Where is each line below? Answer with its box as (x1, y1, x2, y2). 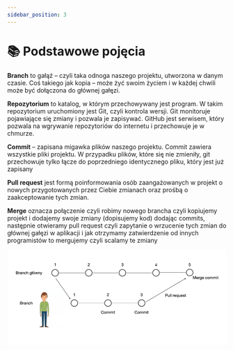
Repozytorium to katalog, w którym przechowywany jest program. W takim (7, 100, 223, 108)
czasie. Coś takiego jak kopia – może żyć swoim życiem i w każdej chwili (7, 79, 216, 87)
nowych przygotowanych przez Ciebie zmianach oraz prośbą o (7, 185, 188, 194)
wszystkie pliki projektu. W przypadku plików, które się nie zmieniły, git (7, 150, 211, 158)
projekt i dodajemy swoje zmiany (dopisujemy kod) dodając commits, (7, 214, 205, 222)
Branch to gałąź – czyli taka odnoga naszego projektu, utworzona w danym (7, 71, 223, 79)
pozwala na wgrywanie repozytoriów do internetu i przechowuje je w (7, 122, 205, 130)
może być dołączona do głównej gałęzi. (7, 86, 120, 94)
